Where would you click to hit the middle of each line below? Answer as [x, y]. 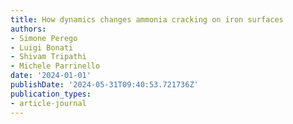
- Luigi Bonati [42, 47]
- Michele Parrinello [55, 66]
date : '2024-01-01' [51, 76]
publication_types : [51, 94]
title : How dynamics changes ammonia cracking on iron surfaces [147, 19]
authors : [28, 29]
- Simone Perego [44, 38]
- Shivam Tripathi [48, 57]
